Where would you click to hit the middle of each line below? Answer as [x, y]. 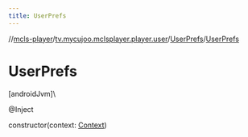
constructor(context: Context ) [58, 125]
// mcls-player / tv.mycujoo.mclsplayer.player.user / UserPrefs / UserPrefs [124, 39]
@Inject [21, 109]
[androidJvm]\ [32, 93]
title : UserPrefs [37, 16]
